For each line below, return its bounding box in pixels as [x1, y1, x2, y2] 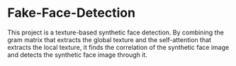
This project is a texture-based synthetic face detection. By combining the [7, 28, 225, 37]
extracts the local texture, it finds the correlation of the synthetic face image [7, 43, 230, 51]
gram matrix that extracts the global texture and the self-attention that [7, 35, 211, 44]
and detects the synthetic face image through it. [7, 51, 147, 59]
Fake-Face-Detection [7, 5, 136, 21]
